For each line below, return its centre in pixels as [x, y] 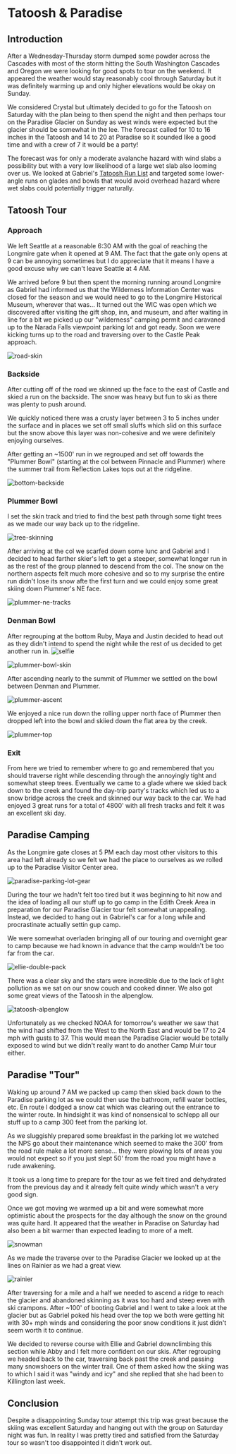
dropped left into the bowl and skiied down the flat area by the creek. [107, 720]
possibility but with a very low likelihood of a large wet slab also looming [112, 166]
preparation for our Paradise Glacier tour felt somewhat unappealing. [107, 909]
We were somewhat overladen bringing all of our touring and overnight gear [117, 938]
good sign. [23, 1194]
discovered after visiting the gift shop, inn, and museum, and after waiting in [118, 312]
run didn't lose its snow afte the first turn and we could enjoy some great [113, 581]
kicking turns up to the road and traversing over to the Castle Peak [104, 334]
